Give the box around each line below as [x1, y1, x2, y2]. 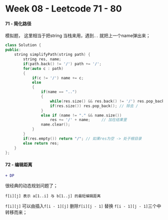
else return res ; [23, 141, 59, 146]
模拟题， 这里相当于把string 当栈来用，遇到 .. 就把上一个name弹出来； [5, 33, 151, 39]
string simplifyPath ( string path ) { [14, 52, 91, 57]
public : [5, 47, 21, 53]
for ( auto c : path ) [23, 66, 64, 71]
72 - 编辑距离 [5, 161, 32, 167]
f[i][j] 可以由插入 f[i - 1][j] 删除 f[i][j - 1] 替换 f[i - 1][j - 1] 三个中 [5, 203, 161, 209]
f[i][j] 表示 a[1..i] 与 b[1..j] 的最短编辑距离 [5, 194, 101, 199]
